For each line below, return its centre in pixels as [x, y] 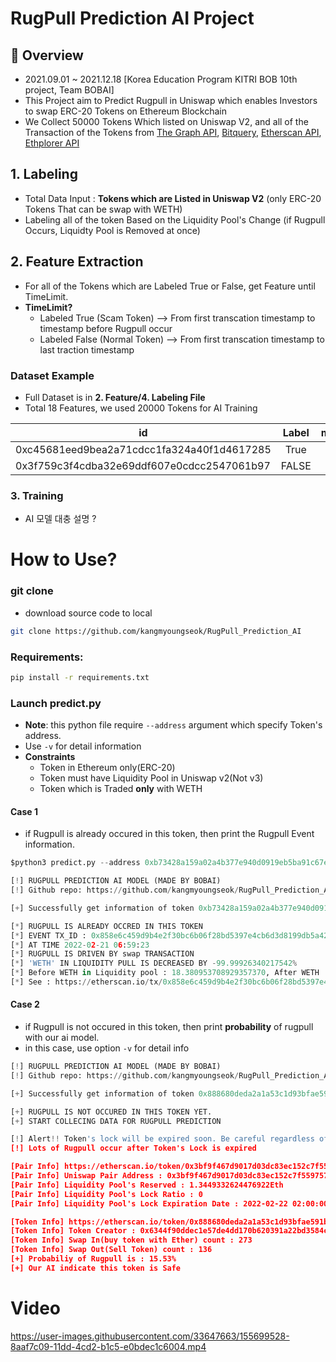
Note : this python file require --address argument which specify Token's [173, 725]
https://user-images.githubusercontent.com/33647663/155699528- [150, 1336]
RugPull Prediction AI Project [132, 18]
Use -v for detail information [83, 746]
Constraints [50, 757]
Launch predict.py [56, 703]
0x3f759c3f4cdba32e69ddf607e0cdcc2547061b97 [143, 465]
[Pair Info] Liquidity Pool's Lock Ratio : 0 [106, 1194]
